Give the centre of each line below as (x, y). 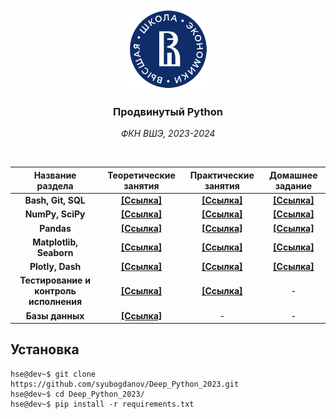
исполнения (55, 302)
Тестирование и (55, 280)
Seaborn (55, 252)
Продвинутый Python (168, 111)
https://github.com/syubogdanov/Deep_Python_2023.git (125, 384)
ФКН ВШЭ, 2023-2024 (168, 134)
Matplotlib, (55, 242)
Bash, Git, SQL (55, 200)
